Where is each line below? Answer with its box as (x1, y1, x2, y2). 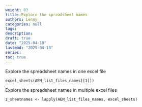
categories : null (5, 21, 42, 27)
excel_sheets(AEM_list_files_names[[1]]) (5, 78, 95, 84)
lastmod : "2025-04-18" (5, 45, 53, 50)
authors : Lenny (5, 17, 38, 22)
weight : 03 (5, 7, 29, 13)
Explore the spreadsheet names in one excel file (5, 68, 106, 75)
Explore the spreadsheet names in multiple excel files (5, 87, 117, 93)
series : (5, 50, 22, 55)
